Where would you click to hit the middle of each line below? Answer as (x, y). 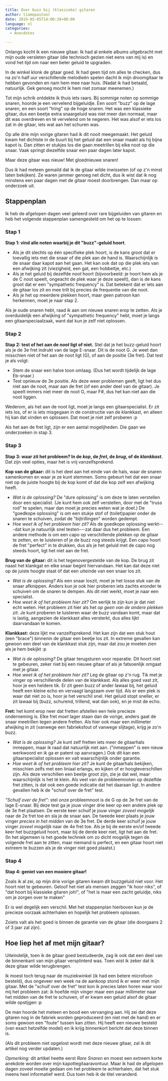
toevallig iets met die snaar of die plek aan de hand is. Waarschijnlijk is (85, 258)
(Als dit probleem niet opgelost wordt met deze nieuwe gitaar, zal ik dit (78, 1043)
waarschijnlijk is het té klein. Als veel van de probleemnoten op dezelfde (87, 779)
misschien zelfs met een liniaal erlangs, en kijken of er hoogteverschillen (87, 768)
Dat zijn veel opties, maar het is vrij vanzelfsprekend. (60, 461)
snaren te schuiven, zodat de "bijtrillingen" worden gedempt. (75, 518)
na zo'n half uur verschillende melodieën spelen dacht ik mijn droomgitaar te (84, 78)
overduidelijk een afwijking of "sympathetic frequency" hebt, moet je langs (82, 316)
